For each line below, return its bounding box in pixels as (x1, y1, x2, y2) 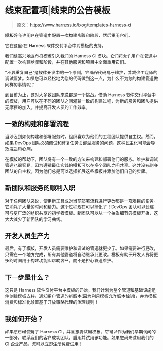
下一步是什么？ (5, 273, 50, 281)
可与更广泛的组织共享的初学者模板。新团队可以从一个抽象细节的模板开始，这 (5, 210, 158, 216)
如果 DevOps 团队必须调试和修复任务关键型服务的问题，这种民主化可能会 (5, 140, 151, 146)
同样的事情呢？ (5, 81, 35, 87)
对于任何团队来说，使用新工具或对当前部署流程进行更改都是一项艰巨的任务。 (5, 198, 158, 203)
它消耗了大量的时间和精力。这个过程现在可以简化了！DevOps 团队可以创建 (5, 203, 154, 210)
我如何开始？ (5, 315, 44, 323)
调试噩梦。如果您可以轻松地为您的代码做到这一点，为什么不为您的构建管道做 (5, 75, 158, 81)
